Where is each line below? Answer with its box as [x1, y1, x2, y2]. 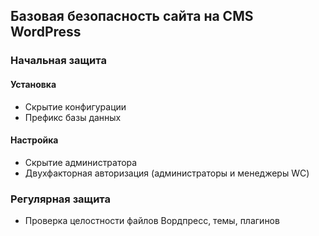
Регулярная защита [10, 192, 111, 206]
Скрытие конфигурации [24, 100, 127, 113]
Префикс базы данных [24, 111, 122, 123]
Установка [10, 78, 57, 90]
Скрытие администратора [24, 156, 138, 168]
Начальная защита [10, 54, 107, 68]
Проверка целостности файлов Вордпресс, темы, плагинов [24, 215, 280, 227]
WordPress [10, 24, 82, 41]
